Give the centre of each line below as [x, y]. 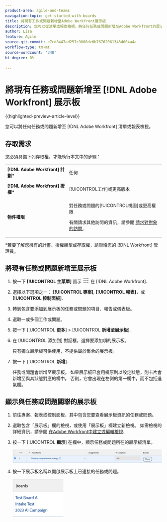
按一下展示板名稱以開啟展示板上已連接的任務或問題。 [67, 471]
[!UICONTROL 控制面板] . [38, 298]
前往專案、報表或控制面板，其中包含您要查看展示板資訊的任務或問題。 [84, 415]
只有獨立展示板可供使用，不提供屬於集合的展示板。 [65, 351]
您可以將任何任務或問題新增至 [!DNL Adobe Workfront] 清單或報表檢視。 [79, 126]
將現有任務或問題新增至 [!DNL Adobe [81, 90]
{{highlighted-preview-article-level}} [42, 116]
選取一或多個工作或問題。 [39, 319]
